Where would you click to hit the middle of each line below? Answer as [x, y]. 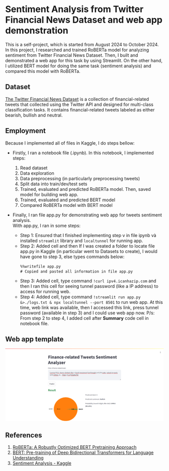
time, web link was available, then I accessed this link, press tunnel [89, 307]
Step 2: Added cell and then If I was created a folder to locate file [87, 246]
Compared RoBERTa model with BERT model [66, 205]
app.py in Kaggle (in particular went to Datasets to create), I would [89, 251]
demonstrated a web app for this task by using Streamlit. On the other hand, [84, 60]
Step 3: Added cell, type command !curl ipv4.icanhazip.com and [88, 281]
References [24, 435]
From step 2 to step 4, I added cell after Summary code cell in [84, 318]
